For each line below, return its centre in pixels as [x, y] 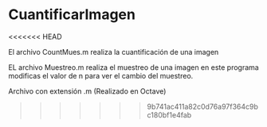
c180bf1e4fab [169, 115]
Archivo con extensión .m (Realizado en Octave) [87, 91]
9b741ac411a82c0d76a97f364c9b [203, 106]
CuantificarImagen [72, 15]
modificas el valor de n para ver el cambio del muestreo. [101, 75]
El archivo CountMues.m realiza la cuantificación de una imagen [114, 52]
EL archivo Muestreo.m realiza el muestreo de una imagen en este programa [133, 67]
